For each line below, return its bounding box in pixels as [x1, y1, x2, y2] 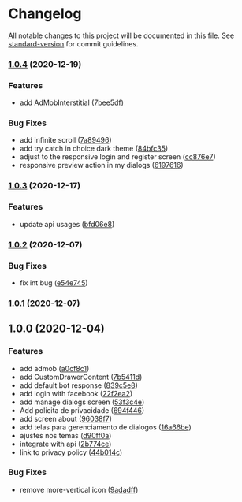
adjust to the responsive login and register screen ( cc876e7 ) [19, 152, 216, 162]
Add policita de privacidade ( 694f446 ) [19, 405, 145, 415]
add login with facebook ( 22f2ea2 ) [19, 389, 133, 398]
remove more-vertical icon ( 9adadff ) [19, 485, 139, 494]
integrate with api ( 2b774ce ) [19, 439, 112, 448]
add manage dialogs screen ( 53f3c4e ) [19, 397, 145, 407]
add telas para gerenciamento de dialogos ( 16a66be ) [19, 422, 192, 432]
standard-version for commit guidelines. [8, 39, 139, 48]
